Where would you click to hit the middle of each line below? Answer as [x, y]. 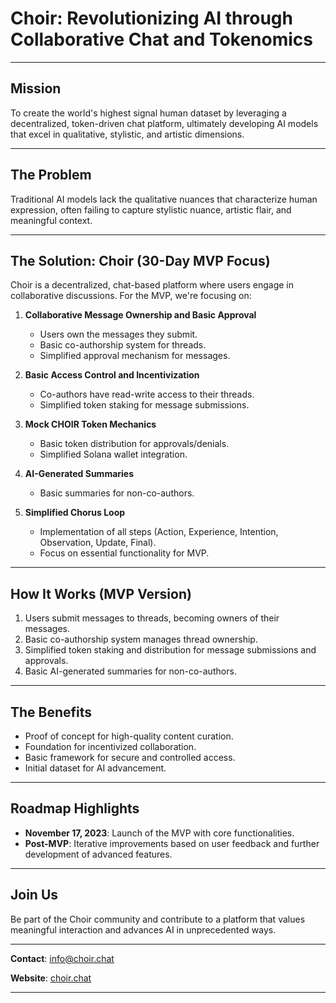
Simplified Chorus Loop [75, 513]
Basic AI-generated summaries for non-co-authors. [130, 671]
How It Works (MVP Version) [101, 593]
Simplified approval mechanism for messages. [135, 356]
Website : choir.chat [51, 978]
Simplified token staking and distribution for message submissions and [170, 650]
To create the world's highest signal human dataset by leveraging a [148, 113]
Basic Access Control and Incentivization [112, 375]
